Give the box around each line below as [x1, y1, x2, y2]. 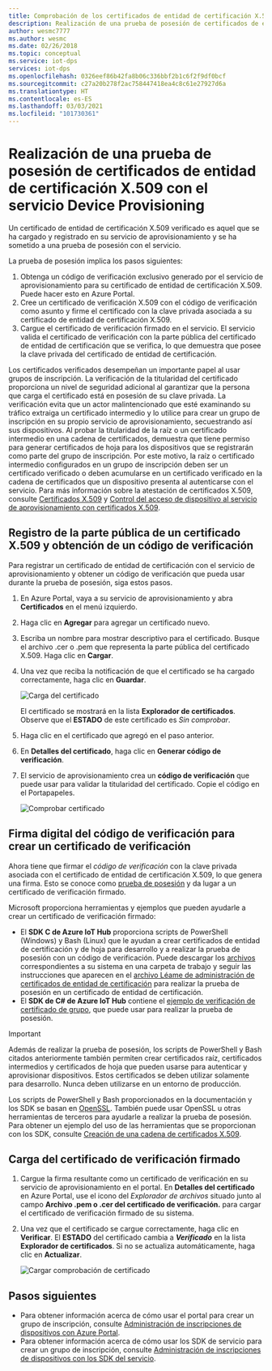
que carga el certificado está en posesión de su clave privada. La [8, 391, 227, 400]
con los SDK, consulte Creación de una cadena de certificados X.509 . [8, 1129, 241, 1138]
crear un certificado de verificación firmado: [8, 911, 156, 920]
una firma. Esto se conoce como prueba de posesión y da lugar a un [8, 878, 236, 888]
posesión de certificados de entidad [8, 162, 257, 181]
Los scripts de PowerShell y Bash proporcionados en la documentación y [8, 1095, 253, 1104]
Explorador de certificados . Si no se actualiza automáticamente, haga [19, 1241, 256, 1251]
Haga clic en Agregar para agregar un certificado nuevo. [19, 617, 210, 627]
